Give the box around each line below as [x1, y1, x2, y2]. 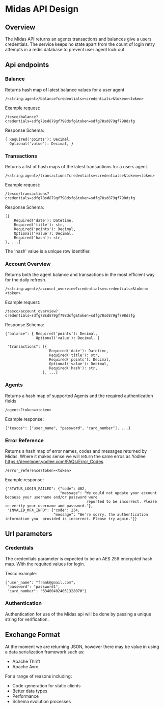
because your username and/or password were [5, 494, 98, 500]
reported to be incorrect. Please [86, 499, 157, 504]
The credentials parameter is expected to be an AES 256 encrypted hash [5, 555, 153, 561]
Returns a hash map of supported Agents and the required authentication [5, 393, 153, 399]
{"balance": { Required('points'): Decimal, [5, 331, 98, 337]
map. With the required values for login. [5, 561, 85, 567]
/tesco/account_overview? [5, 309, 58, 314]
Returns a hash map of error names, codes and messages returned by [5, 448, 147, 454]
